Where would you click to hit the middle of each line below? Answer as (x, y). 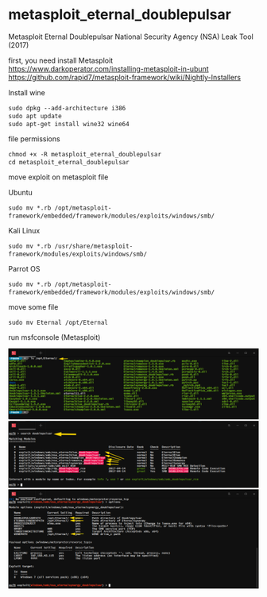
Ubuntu (21, 192)
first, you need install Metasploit (61, 60)
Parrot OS (24, 268)
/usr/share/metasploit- (94, 246)
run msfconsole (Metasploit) (54, 337)
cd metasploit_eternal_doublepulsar (69, 162)
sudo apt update (35, 116)
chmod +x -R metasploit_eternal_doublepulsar (85, 154)
